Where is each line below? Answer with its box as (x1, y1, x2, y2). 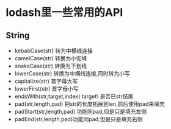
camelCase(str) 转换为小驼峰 (14, 55, 87, 61)
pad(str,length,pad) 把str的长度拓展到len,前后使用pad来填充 (14, 100, 166, 107)
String (5, 30, 30, 40)
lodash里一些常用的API (5, 5, 123, 19)
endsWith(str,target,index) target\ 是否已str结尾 (14, 92, 134, 100)
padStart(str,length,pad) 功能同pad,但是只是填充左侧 (14, 108, 147, 115)
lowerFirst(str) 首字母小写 (14, 85, 79, 92)
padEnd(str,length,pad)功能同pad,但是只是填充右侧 (14, 116, 143, 122)
